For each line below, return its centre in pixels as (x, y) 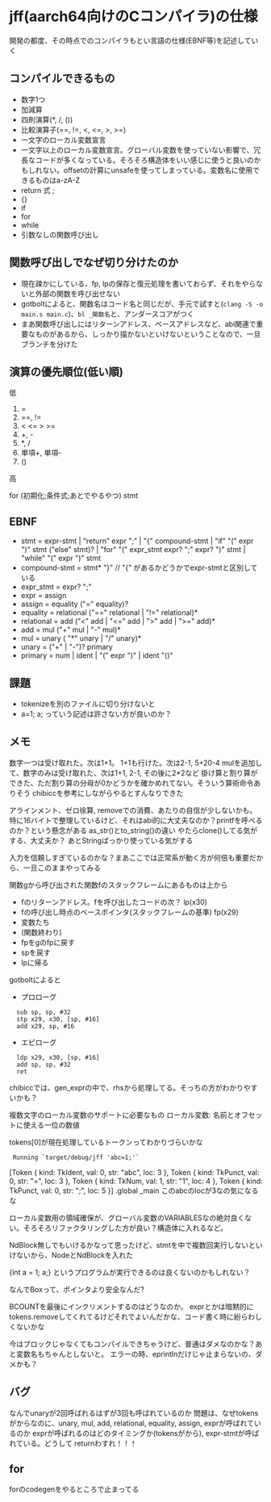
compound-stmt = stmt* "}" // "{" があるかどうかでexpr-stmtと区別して (139, 568)
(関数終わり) (42, 932)
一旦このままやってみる (62, 868)
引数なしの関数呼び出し (60, 234)
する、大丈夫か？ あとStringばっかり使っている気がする (101, 840)
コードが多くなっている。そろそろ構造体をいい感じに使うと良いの (145, 160)
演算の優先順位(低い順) (66, 372)
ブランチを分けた (49, 344)
